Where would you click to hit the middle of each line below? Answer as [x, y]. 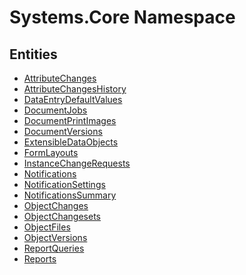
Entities [33, 54]
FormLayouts [51, 152]
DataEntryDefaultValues [73, 99]
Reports [40, 259]
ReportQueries [54, 248]
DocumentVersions [63, 131]
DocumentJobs [55, 110]
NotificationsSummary [70, 195]
